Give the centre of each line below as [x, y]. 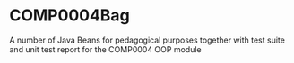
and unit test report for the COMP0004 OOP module [105, 49]
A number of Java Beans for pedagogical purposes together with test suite [147, 40]
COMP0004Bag [69, 16]
